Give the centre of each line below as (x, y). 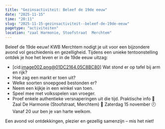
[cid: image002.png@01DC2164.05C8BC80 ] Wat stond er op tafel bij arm (86, 67)
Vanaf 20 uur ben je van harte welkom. (52, 111)
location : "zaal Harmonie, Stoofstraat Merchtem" (58, 33)
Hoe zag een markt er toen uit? (44, 78)
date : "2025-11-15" (25, 14)
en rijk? (20, 72)
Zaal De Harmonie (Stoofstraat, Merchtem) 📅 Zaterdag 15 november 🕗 (84, 104)
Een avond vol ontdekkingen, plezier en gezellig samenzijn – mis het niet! (80, 121)
